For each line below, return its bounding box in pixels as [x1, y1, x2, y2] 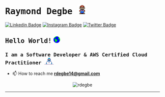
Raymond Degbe [5, 6, 73, 17]
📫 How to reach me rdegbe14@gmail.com [12, 71, 100, 76]
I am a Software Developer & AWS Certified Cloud [5, 51, 147, 58]
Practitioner [5, 60, 42, 66]
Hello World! [5, 37, 52, 45]
